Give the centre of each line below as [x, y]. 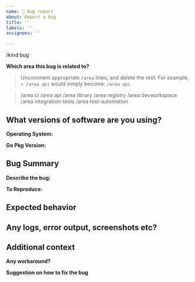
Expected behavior [41, 207]
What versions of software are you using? [84, 120]
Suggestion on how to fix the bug [47, 273]
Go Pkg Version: [26, 145]
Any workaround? [28, 262]
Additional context [40, 247]
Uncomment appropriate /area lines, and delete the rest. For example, [105, 78]
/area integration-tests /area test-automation [74, 102]
